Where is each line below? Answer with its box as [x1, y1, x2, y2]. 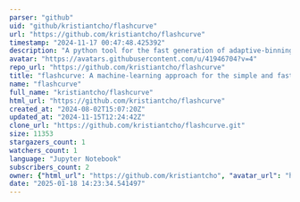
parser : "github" [9, 13, 74, 22]
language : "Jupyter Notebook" [9, 154, 122, 164]
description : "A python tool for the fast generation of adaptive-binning [9, 46, 294, 55]
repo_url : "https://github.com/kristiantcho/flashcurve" [9, 63, 226, 72]
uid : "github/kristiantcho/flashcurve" [9, 21, 158, 30]
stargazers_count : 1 [9, 138, 87, 147]
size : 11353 [9, 130, 54, 139]
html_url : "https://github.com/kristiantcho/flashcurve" [9, 96, 226, 105]
